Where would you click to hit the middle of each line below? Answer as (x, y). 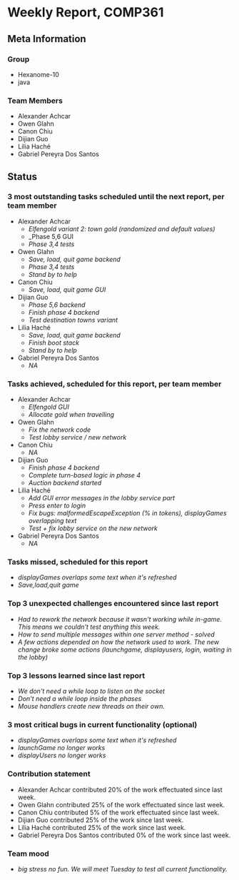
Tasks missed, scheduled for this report (78, 562)
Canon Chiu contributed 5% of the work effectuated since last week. (118, 812)
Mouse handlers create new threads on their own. (91, 707)
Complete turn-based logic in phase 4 (85, 475)
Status (22, 177)
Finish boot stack (54, 343)
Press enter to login (57, 506)
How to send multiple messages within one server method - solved (116, 634)
